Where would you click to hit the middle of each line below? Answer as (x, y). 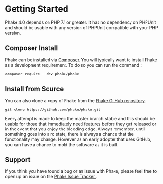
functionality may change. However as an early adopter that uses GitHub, (78, 139)
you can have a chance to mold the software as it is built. (62, 144)
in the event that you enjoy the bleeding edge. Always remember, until (75, 129)
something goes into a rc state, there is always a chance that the (70, 134)
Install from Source (34, 89)
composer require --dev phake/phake (42, 74)
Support (18, 159)
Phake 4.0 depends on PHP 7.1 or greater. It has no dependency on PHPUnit (81, 22)
